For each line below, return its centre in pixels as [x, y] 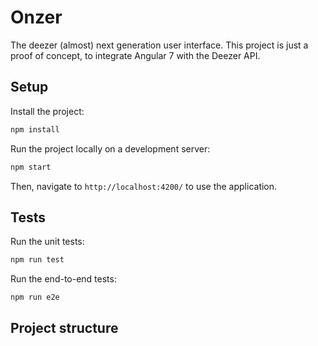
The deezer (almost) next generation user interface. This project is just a [159, 45]
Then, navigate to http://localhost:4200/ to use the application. [144, 186]
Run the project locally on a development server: [110, 148]
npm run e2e [35, 297]
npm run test [37, 260]
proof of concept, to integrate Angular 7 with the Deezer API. [135, 55]
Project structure [64, 328]
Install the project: [47, 111]
